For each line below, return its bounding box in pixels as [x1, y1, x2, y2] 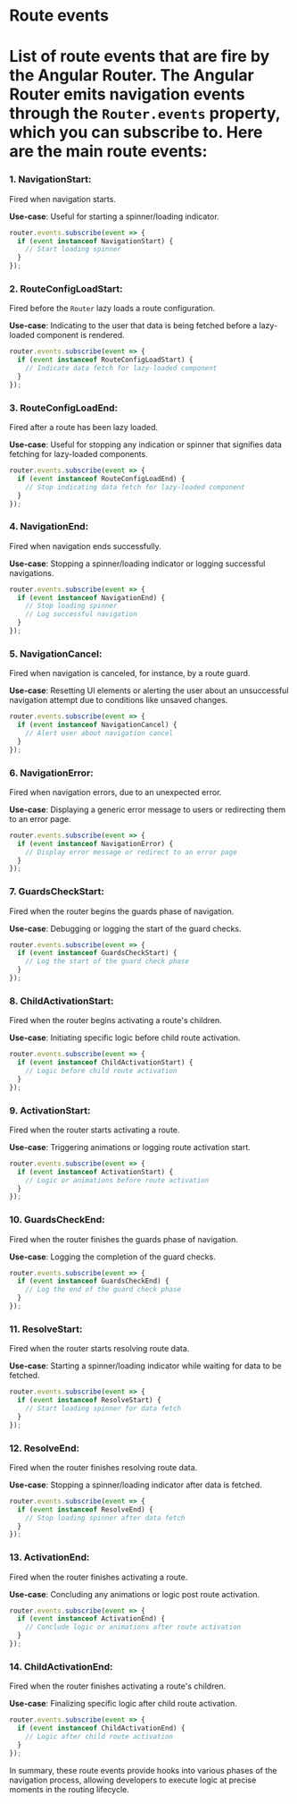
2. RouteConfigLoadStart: [9, 283, 123, 295]
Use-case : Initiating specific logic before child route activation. [9, 1032, 241, 1043]
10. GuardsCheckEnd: [9, 1214, 105, 1226]
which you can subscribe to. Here [9, 123, 263, 143]
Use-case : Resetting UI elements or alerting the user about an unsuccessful [9, 685, 289, 696]
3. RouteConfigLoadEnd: [9, 402, 119, 414]
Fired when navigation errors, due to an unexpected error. [9, 786, 222, 797]
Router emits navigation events [9, 84, 245, 105]
